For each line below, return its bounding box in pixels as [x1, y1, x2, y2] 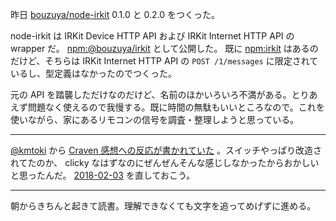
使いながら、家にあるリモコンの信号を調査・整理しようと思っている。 [10, 114, 300, 125]
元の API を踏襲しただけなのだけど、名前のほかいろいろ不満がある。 [10, 89, 292, 100]
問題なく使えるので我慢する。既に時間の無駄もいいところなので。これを [27, 101, 325, 113]
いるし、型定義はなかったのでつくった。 [10, 68, 177, 79]
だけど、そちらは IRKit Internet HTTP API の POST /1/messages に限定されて [10, 55, 319, 67]
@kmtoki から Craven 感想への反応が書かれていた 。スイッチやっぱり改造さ [10, 144, 322, 156]
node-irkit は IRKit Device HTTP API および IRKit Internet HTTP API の [10, 30, 295, 42]
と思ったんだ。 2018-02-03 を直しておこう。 [10, 169, 196, 181]
